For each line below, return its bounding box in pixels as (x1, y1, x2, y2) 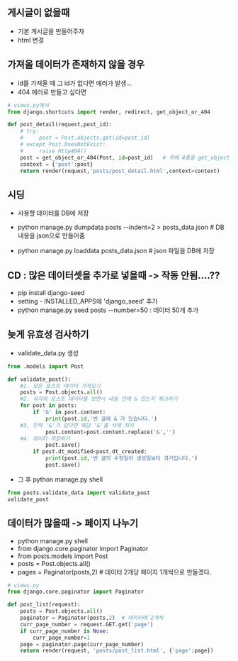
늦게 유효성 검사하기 (7, 328, 89, 340)
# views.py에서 (7, 101, 50, 109)
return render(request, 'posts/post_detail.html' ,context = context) (20, 167, 220, 174)
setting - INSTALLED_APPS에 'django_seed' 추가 (17, 297, 158, 305)
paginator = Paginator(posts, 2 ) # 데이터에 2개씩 (20, 614, 164, 621)
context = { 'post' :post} (20, 160, 93, 168)
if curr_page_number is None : (20, 627, 110, 635)
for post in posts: (20, 402, 78, 409)
